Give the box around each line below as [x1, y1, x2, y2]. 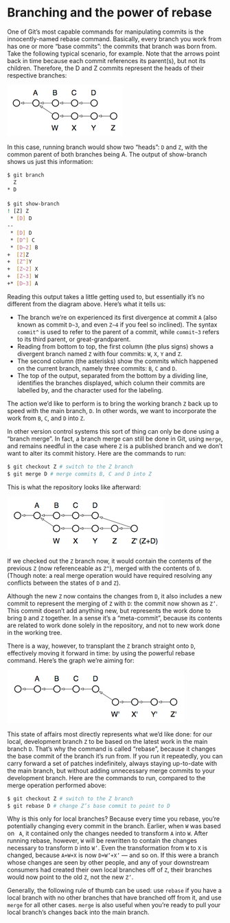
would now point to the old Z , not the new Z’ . [7, 873, 134, 881]
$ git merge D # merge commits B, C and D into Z [7, 470, 152, 478]
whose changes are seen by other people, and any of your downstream [7, 858, 209, 867]
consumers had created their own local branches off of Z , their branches [7, 866, 212, 874]
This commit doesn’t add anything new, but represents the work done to [7, 606, 211, 615]
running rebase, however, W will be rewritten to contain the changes [7, 837, 198, 845]
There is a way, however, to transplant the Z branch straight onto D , [7, 642, 196, 650]
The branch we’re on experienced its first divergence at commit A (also [16, 313, 218, 321]
